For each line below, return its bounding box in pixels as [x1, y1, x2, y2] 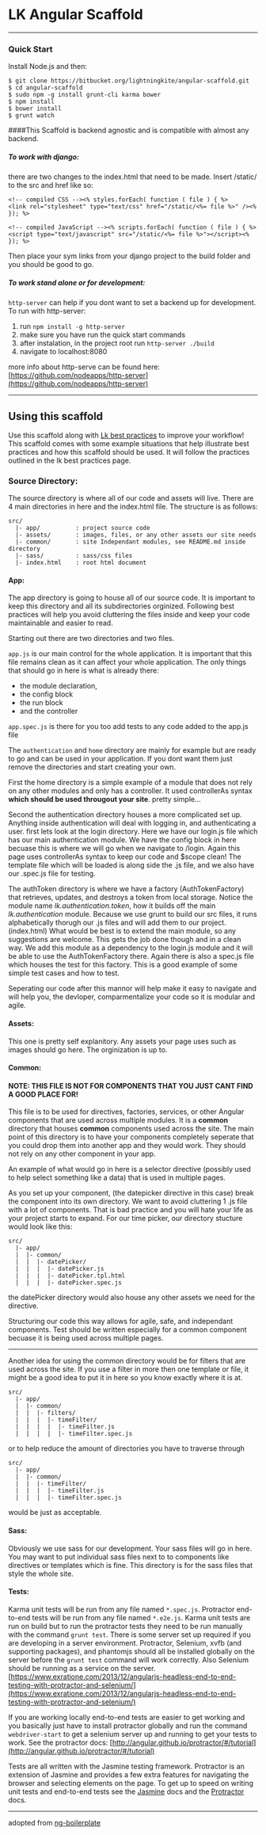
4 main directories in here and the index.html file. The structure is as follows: [8, 502, 258, 512]
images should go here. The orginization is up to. [8, 1044, 168, 1055]
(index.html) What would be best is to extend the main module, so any [8, 926, 236, 936]
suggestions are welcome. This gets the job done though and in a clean [8, 935, 241, 944]
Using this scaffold [8, 410, 104, 423]
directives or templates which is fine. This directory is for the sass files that [8, 1560, 253, 1570]
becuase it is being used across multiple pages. [8, 1333, 164, 1343]
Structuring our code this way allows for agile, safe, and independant [8, 1317, 234, 1326]
